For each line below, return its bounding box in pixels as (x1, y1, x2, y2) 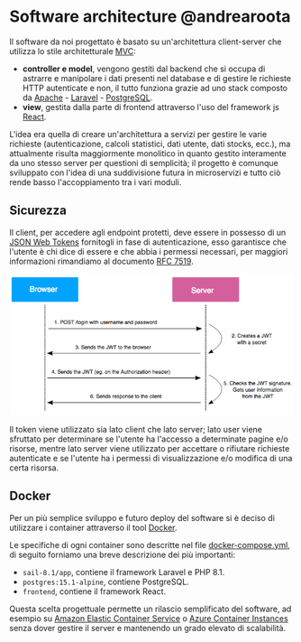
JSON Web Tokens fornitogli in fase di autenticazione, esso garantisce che (9, 237, 287, 247)
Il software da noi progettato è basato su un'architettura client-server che (9, 36, 282, 47)
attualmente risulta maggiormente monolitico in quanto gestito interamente (9, 147, 287, 159)
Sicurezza (9, 203, 68, 219)
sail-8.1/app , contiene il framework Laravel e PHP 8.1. (22, 566, 225, 577)
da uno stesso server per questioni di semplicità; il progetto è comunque (9, 157, 278, 168)
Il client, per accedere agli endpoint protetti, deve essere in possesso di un (9, 227, 287, 237)
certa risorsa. (9, 462, 59, 473)
